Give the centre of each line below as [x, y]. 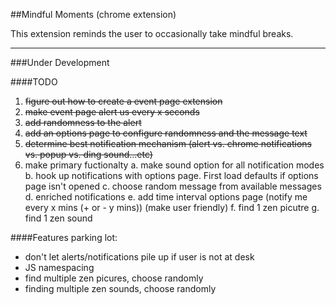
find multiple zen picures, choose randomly [114, 278]
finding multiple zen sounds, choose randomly [120, 288]
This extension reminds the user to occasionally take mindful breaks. [152, 33]
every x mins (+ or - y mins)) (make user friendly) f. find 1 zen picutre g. [172, 207]
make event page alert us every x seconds [112, 112]
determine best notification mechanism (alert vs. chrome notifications [168, 143]
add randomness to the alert [83, 122]
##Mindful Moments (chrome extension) [93, 14]
